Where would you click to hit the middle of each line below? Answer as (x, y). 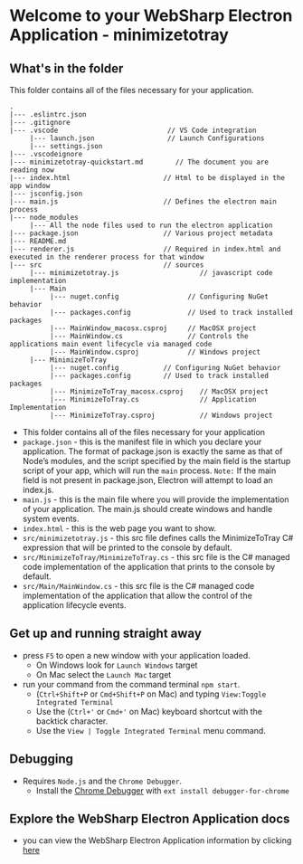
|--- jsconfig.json (46, 194)
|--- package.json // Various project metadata (141, 233)
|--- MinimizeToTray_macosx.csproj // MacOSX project (159, 392)
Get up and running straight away (105, 634)
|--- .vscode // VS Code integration (133, 130)
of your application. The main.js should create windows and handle (147, 509)
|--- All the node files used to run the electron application (151, 225)
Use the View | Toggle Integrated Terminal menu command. (151, 730)
